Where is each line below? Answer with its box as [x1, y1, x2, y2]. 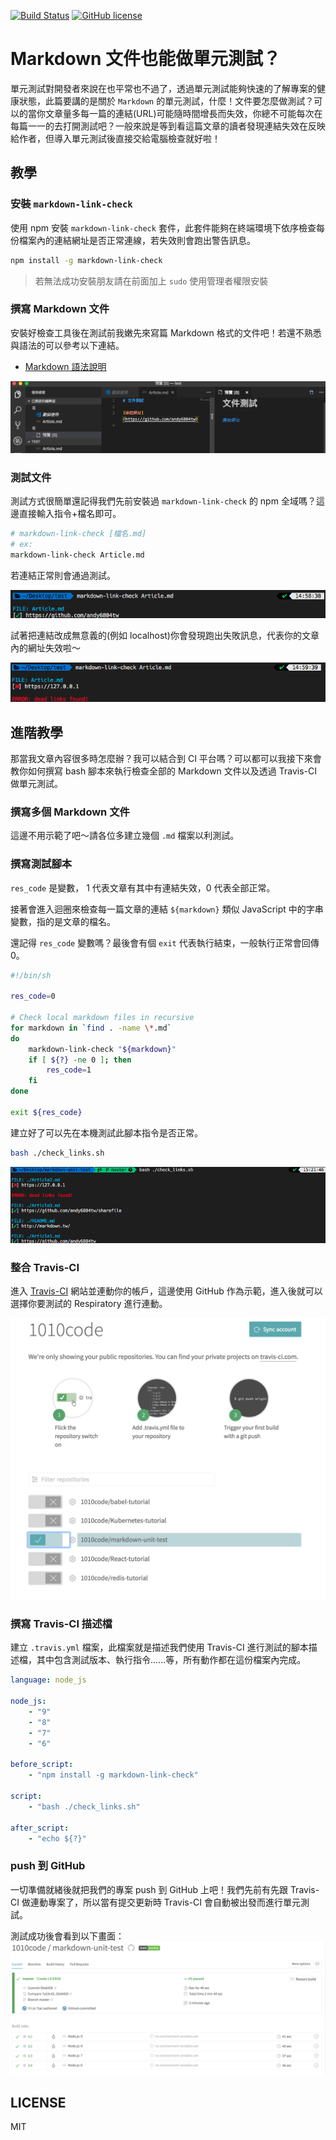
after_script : [10, 1823, 70, 1833]
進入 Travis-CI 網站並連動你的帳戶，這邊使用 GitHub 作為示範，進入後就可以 [10, 1285, 323, 1297]
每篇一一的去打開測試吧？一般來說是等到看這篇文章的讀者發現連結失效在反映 [10, 120, 326, 132]
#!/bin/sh [10, 970, 52, 980]
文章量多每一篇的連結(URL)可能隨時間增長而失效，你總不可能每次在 [44, 107, 323, 119]
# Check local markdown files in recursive [10, 1013, 195, 1023]
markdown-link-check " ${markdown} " [28, 1044, 177, 1054]
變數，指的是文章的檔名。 [10, 915, 116, 927]
